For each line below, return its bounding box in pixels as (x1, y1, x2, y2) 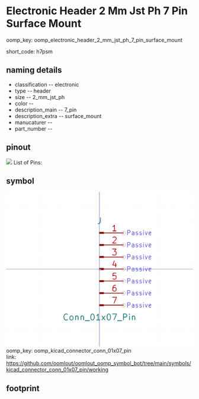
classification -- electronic (14, 81, 79, 88)
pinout (6, 142, 31, 153)
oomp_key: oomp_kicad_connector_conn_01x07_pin (6, 347, 131, 354)
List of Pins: (13, 159, 43, 166)
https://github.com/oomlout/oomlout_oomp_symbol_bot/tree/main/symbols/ (6, 360, 191, 367)
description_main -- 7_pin (14, 106, 77, 113)
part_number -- (14, 125, 53, 132)
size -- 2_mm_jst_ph (14, 93, 65, 100)
